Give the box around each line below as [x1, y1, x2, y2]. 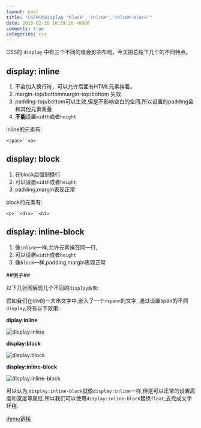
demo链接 [6, 415, 31, 422]
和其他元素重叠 [14, 105, 52, 112]
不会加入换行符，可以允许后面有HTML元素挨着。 [14, 82, 136, 90]
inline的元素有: [6, 126, 42, 133]
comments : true [6, 25, 44, 32]
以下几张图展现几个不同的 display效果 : [6, 284, 99, 292]
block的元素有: [6, 198, 43, 206]
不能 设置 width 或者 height [14, 112, 77, 120]
